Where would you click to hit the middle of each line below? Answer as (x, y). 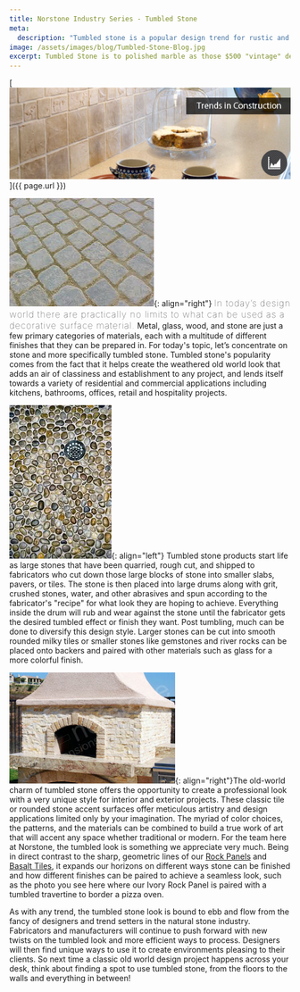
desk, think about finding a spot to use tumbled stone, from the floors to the (149, 968)
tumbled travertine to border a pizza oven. (87, 894)
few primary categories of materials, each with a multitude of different (138, 336)
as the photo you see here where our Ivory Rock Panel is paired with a (138, 885)
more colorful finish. (46, 660)
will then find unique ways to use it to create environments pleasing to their (147, 949)
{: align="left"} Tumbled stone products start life (200, 555)
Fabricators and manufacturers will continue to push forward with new (138, 930)
